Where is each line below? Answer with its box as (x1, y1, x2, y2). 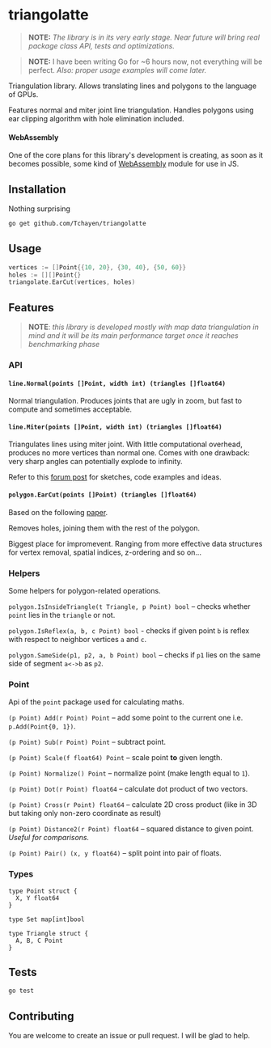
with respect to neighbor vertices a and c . (8, 634, 147, 644)
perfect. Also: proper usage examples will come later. (28, 65, 207, 74)
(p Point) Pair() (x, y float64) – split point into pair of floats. (8, 848, 222, 858)
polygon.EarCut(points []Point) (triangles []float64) (8, 491, 197, 499)
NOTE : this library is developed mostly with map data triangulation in (28, 322, 259, 332)
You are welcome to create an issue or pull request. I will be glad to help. (8, 1031, 251, 1040)
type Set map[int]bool (8, 915, 85, 923)
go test (8, 987, 35, 995)
